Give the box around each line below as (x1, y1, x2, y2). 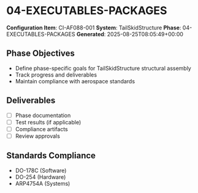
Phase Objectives (6, 48, 75, 59)
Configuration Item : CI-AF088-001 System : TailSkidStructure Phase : (6, 24, 181, 31)
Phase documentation (15, 112, 71, 119)
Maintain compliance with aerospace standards (15, 77, 135, 85)
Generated (76, 30, 104, 37)
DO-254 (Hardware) (15, 173, 66, 181)
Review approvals (15, 132, 60, 140)
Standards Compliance (6, 151, 96, 161)
